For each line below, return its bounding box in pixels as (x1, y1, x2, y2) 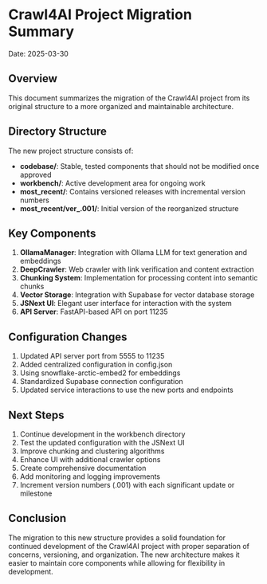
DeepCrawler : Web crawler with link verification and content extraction (19, 265, 255, 274)
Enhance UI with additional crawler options (19, 455, 161, 464)
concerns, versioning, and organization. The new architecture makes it (8, 550, 241, 559)
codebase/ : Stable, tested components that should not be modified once (19, 161, 260, 170)
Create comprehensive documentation (19, 464, 147, 472)
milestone (19, 488, 53, 498)
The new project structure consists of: (8, 146, 134, 155)
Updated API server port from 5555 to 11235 (19, 351, 165, 361)
